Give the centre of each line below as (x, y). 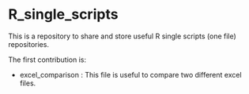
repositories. (29, 44)
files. (28, 83)
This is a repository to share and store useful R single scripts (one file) (123, 36)
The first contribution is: (47, 60)
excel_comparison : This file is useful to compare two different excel (131, 74)
